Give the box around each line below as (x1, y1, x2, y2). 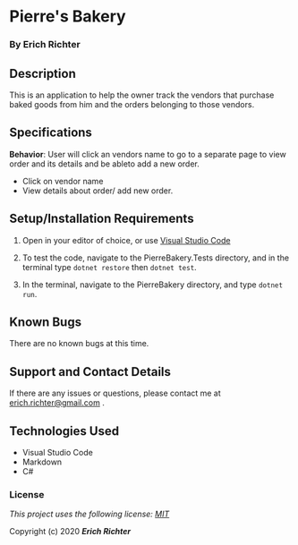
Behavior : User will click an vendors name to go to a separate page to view (9, 149, 286, 159)
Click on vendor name (21, 175, 104, 186)
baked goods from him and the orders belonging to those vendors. (9, 98, 255, 109)
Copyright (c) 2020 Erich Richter (9, 526, 132, 537)
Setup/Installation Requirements (9, 211, 194, 226)
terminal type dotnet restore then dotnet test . (21, 261, 197, 272)
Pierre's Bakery (9, 6, 127, 27)
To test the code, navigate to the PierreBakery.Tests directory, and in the (21, 252, 289, 263)
